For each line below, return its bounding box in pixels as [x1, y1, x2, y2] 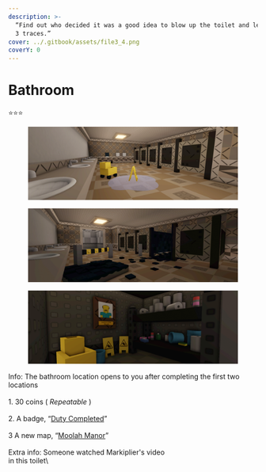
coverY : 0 [8, 46, 41, 55]
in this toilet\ [8, 455, 49, 465]
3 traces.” [15, 29, 51, 37]
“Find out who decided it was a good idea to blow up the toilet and [15, 21, 249, 29]
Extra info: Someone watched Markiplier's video [8, 447, 165, 457]
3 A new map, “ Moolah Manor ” [8, 430, 109, 440]
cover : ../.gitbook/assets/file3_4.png [8, 38, 140, 46]
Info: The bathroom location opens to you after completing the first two [8, 371, 240, 381]
